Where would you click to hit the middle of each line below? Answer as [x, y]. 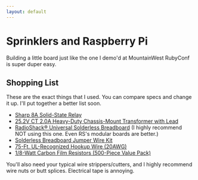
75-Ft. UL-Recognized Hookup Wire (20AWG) [71, 147]
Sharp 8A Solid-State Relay [48, 115]
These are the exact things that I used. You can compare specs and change [99, 97]
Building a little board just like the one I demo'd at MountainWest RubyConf [98, 58]
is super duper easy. [31, 64]
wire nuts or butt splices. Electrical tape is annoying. [70, 171]
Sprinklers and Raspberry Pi [77, 41]
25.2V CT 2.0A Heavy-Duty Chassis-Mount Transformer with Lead [97, 121]
